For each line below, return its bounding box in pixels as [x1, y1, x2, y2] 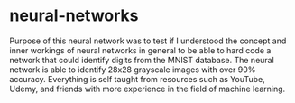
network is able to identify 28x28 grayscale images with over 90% [9, 64, 256, 75]
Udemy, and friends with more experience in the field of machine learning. [9, 83, 286, 94]
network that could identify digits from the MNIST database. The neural [9, 54, 275, 65]
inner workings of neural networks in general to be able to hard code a [9, 44, 272, 55]
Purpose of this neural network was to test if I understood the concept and [9, 35, 287, 46]
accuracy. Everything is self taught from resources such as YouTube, [9, 73, 266, 84]
